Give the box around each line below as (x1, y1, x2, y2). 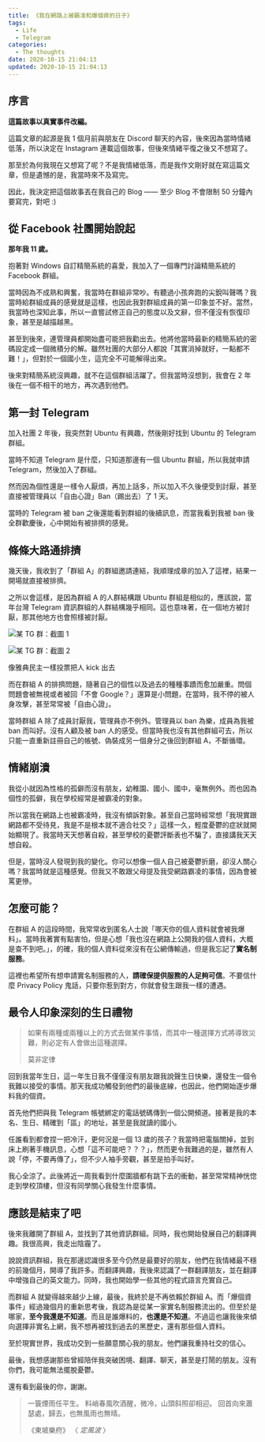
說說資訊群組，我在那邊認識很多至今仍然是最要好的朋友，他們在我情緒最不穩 (8, 1256, 257, 1265)
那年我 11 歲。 (8, 244, 53, 253)
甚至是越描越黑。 (21, 317, 77, 327)
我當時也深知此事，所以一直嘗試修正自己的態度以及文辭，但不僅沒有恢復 (8, 307, 243, 317)
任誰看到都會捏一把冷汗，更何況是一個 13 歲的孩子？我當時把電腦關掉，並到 (8, 1135, 255, 1144)
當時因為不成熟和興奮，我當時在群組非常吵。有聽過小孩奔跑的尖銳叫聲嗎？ (8, 287, 250, 297)
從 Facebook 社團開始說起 (8, 222, 136, 235)
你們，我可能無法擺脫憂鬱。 (8, 1365, 99, 1375)
